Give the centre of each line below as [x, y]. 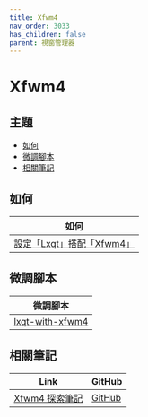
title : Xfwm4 [34, 17]
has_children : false [48, 34]
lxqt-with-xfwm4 [51, 321]
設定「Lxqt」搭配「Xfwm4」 [74, 244]
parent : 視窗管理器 [42, 43]
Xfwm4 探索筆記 [48, 398]
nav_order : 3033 [39, 26]
